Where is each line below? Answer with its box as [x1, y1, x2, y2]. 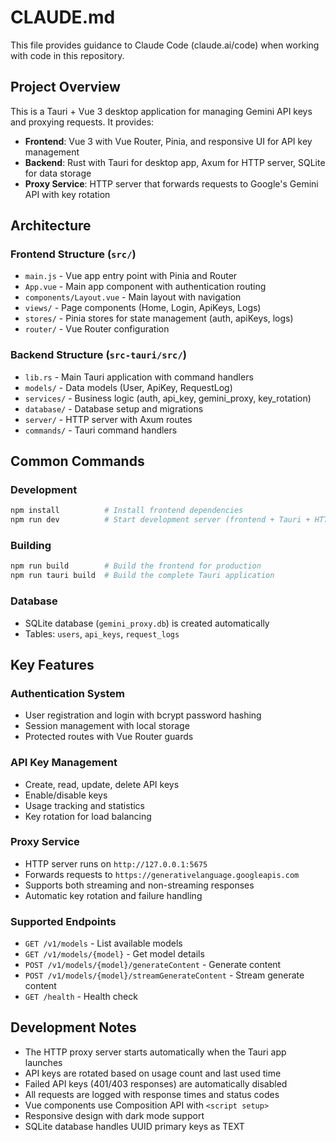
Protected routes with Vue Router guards [24, 731, 194, 743]
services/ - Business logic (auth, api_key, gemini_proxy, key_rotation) [24, 392, 312, 404]
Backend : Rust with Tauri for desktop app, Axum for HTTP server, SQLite [24, 156, 326, 168]
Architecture [10, 217, 92, 235]
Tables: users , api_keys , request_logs [24, 627, 180, 640]
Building [10, 539, 52, 553]
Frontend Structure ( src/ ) [10, 247, 137, 261]
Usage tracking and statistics [24, 799, 145, 811]
